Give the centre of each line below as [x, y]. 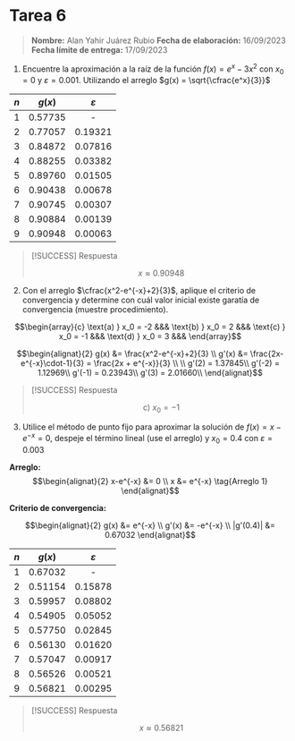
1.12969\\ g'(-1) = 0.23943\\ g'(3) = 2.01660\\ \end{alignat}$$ [150, 373]
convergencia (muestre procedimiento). [95, 310]
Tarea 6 [38, 16]
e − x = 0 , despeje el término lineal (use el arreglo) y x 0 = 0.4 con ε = [147, 439]
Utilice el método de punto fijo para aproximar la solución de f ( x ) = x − [152, 427]
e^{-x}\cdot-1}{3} [53, 363]
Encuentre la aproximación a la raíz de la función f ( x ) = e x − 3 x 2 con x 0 [153, 69]
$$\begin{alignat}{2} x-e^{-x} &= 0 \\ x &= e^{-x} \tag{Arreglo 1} [150, 481]
